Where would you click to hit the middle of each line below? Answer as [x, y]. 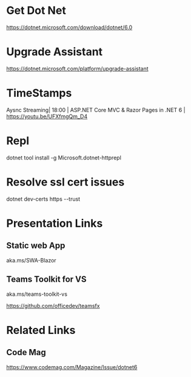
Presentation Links [55, 223]
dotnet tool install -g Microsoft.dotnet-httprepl [64, 158]
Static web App [36, 246]
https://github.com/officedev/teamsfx [53, 305]
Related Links [41, 330]
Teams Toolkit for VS [46, 279]
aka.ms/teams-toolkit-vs [37, 294]
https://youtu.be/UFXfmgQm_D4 [47, 116]
